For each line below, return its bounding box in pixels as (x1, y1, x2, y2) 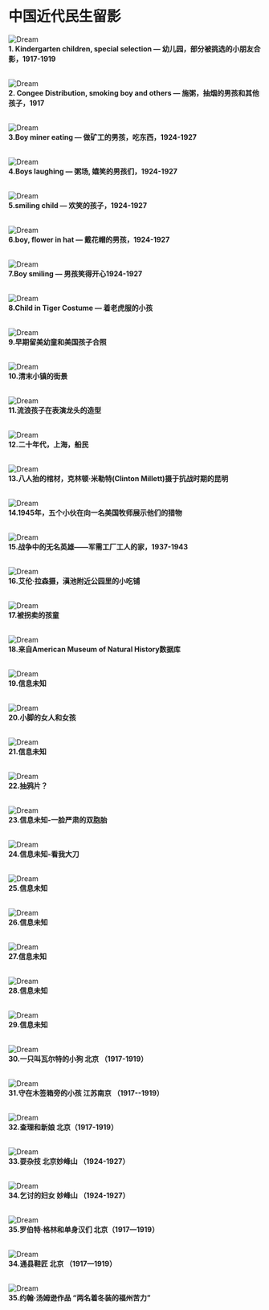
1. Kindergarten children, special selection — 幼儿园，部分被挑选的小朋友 (8, 43, 255, 53)
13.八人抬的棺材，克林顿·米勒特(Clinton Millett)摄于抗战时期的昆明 (8, 473, 229, 483)
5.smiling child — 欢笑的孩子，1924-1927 (8, 200, 147, 210)
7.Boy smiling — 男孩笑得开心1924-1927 (8, 268, 143, 278)
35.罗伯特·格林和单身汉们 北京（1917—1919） (8, 1224, 159, 1234)
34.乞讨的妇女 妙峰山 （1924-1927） (8, 1190, 130, 1200)
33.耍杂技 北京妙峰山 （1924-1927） (8, 1156, 130, 1165)
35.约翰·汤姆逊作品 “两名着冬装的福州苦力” (8, 1292, 151, 1302)
